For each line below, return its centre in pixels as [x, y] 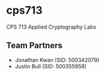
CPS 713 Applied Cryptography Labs [51, 27]
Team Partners [34, 46]
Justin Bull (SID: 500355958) [51, 66]
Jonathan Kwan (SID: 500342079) [57, 60]
